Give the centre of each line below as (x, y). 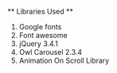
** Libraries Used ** (40, 12)
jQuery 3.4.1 (39, 44)
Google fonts (40, 27)
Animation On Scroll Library (64, 60)
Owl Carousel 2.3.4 (51, 52)
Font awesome (43, 35)
